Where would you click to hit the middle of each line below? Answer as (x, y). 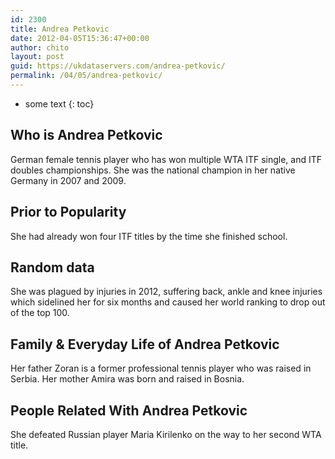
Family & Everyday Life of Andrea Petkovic (145, 344)
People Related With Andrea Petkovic (129, 410)
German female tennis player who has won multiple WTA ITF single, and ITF (166, 159)
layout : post (37, 57)
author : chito (40, 47)
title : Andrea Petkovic (60, 29)
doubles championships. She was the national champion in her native (153, 170)
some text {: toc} (59, 103)
